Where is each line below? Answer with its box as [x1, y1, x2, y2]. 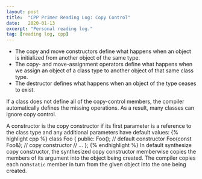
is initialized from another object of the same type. [14, 54, 140, 61]
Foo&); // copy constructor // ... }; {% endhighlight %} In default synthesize [6, 142, 192, 149]
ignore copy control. [6, 111, 57, 118]
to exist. [14, 86, 35, 93]
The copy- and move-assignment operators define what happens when [14, 61, 193, 68]
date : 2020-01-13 [6, 20, 55, 26]
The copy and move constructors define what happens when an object [14, 48, 192, 55]
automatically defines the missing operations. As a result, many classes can [6, 104, 195, 111]
